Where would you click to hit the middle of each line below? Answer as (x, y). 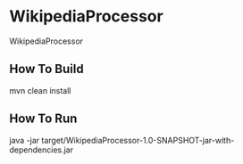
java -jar (25, 140)
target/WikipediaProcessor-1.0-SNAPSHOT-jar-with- (138, 140)
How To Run (43, 119)
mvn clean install (40, 90)
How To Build (46, 69)
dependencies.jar (42, 150)
